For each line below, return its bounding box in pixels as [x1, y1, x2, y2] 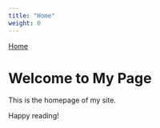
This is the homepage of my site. [8, 95, 116, 105]
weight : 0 [8, 19, 42, 27]
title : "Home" [8, 11, 56, 20]
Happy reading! [8, 111, 59, 121]
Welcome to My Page [8, 69, 152, 87]
